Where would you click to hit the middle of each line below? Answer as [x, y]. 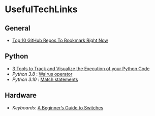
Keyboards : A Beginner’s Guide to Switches [58, 107]
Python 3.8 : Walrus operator [42, 74]
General [18, 28]
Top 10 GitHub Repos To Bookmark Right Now [60, 40]
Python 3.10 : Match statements [45, 79]
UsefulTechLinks [41, 9]
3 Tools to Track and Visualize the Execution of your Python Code [81, 68]
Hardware [21, 95]
